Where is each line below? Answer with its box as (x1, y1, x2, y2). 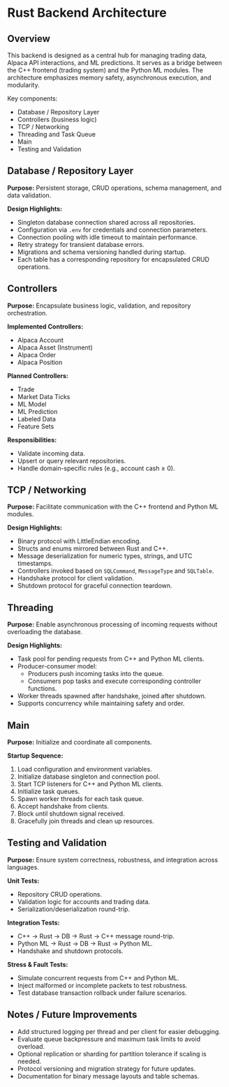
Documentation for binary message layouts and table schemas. (17, 1072, 200, 1080)
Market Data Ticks (17, 392, 71, 400)
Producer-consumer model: (17, 662, 98, 670)
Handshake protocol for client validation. (17, 574, 135, 583)
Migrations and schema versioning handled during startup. (17, 248, 186, 256)
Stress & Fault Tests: (7, 960, 68, 968)
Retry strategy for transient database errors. (17, 240, 145, 248)
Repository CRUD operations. (17, 890, 103, 898)
